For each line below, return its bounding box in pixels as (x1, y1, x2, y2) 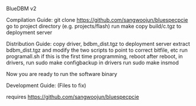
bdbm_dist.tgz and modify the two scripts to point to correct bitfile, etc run (6, 47, 188, 54)
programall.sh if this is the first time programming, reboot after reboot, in (6, 53, 183, 59)
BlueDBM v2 (6, 5, 37, 12)
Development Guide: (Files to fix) (6, 82, 86, 89)
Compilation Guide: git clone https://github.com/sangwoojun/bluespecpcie (6, 16, 188, 23)
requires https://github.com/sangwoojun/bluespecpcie (6, 94, 139, 100)
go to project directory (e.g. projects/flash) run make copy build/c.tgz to (6, 23, 182, 29)
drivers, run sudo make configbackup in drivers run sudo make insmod (6, 59, 179, 66)
